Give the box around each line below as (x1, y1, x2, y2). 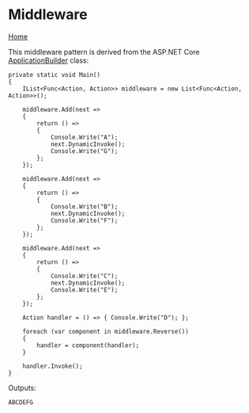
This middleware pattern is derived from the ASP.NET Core (8, 47, 200, 56)
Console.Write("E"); (50, 285, 119, 294)
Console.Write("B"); (50, 202, 119, 211)
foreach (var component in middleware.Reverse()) (22, 327, 190, 335)
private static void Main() (8, 71, 101, 78)
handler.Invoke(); (22, 362, 83, 370)
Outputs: (8, 383, 37, 392)
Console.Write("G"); (50, 147, 119, 155)
